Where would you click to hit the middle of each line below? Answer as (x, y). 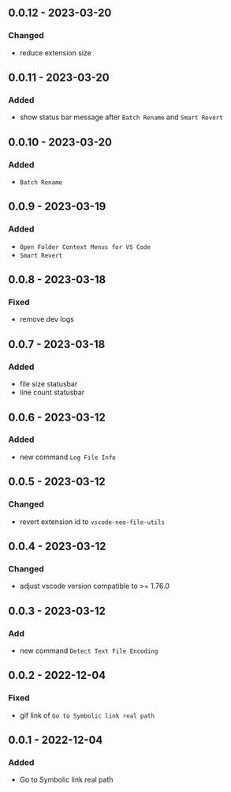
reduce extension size (56, 53)
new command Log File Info (68, 457)
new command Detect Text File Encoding (89, 651)
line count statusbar (52, 392)
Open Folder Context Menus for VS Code (85, 247)
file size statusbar (48, 384)
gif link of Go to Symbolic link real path (87, 715)
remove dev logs (47, 319)
